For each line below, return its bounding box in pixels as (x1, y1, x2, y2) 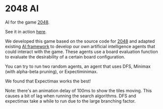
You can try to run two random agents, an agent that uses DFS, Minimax (5, 63, 151, 69)
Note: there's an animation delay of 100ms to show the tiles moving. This (5, 87, 152, 93)
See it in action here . (5, 28, 47, 34)
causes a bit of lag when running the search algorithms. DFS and (5, 93, 136, 99)
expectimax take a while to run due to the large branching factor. (5, 98, 136, 104)
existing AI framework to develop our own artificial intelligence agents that (5, 43, 156, 49)
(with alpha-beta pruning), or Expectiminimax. (5, 68, 98, 74)
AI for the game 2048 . (5, 19, 50, 25)
